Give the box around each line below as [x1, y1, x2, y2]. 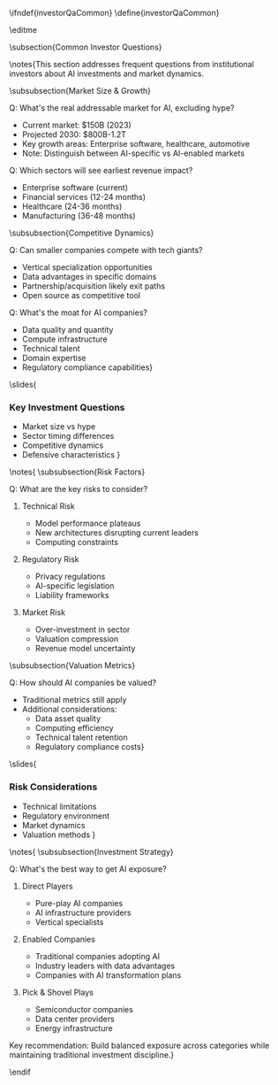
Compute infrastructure [21, 334, 108, 344]
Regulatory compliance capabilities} [21, 362, 154, 373]
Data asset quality [34, 713, 101, 724]
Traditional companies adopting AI [34, 950, 161, 961]
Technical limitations [21, 801, 97, 812]
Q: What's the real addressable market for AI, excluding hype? [9, 103, 235, 113]
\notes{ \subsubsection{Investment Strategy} [9, 846, 174, 857]
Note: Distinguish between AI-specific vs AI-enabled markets [21, 148, 245, 158]
